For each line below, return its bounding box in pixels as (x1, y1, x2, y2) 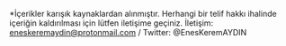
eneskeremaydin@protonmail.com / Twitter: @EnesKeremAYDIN (9, 27, 247, 37)
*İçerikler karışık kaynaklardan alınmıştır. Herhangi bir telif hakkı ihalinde (9, 9, 277, 19)
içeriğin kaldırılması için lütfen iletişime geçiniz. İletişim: (9, 18, 214, 28)
